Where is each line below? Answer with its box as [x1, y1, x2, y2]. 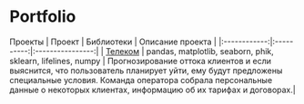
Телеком [106, 45, 139, 56]
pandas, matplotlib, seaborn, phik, [146, 45, 275, 56]
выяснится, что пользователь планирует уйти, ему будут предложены [9, 65, 283, 76]
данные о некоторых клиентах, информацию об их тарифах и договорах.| [9, 84, 296, 95]
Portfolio [9, 6, 76, 27]
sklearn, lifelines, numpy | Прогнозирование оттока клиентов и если [9, 55, 271, 66]
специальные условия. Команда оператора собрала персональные [9, 74, 273, 85]
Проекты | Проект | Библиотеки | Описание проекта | [9, 36, 217, 47]
